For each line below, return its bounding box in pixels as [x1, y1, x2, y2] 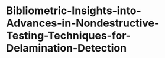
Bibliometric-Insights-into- [6, 4, 142, 18]
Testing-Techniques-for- [6, 29, 131, 42]
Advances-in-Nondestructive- [6, 16, 160, 30]
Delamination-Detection [6, 42, 127, 55]
